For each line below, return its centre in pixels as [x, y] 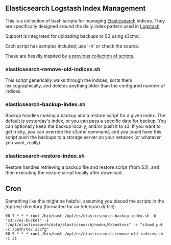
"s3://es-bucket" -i [27, 220]
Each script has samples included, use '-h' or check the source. [72, 46]
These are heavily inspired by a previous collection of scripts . [70, 56]
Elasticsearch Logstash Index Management [76, 8]
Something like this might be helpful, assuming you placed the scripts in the [85, 201]
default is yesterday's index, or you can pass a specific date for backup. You [86, 121]
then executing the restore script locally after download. [64, 172]
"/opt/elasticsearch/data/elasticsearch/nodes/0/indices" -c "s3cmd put [84, 225]
